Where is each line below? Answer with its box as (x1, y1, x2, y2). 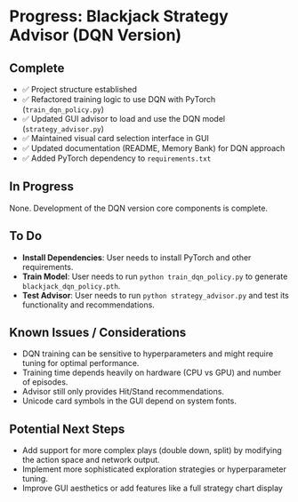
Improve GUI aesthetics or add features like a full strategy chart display (21, 482, 283, 494)
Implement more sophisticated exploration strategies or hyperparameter (21, 464, 286, 474)
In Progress (9, 179, 74, 195)
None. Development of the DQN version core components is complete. (9, 203, 269, 213)
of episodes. (21, 377, 68, 387)
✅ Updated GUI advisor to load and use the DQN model (21, 114, 225, 124)
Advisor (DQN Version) (9, 25, 182, 45)
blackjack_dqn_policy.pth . (21, 280, 121, 291)
